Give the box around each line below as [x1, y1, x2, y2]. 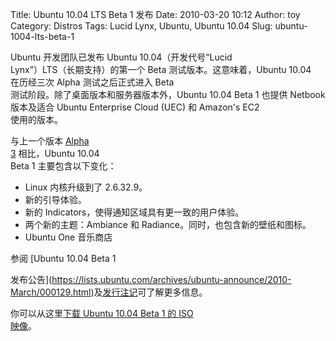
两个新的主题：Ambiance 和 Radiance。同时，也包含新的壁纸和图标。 [24, 219, 312, 230]
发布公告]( [10, 274, 53, 285]
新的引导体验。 [24, 194, 87, 205]
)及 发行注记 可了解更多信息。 [90, 286, 208, 298]
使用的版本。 [10, 114, 63, 125]
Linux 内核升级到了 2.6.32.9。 [24, 181, 148, 193]
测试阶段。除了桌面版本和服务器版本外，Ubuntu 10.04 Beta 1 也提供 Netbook [10, 89, 326, 100]
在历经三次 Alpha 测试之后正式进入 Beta [10, 76, 175, 88]
